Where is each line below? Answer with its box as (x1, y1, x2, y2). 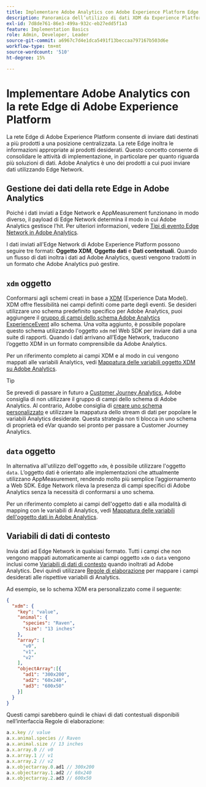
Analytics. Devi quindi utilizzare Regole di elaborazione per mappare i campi (6, 566, 199, 574)
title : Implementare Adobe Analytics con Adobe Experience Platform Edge (6, 9, 199, 15)
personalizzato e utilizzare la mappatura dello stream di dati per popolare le (6, 409, 197, 416)
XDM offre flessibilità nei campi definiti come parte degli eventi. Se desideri (6, 301, 197, 308)
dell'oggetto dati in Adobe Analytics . (6, 514, 98, 520)
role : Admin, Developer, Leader (6, 32, 89, 38)
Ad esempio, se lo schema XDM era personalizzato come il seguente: (6, 585, 182, 593)
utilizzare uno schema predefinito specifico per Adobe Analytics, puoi (6, 308, 183, 315)
